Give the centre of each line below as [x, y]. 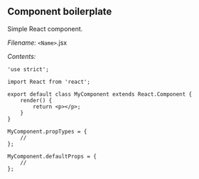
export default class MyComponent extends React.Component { [100, 94]
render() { [36, 100]
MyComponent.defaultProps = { [52, 156]
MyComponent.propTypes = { [47, 131]
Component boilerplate [60, 12]
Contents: [22, 56]
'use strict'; [28, 69]
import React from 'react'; [49, 82]
